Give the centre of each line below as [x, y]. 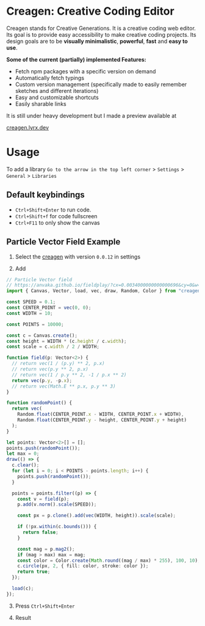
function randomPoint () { [39, 403]
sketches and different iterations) [57, 90]
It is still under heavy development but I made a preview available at [92, 116]
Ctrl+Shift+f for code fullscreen [56, 216]
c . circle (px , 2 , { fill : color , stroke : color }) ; [83, 566]
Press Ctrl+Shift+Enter [45, 606]
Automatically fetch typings [49, 78]
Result [23, 617]
